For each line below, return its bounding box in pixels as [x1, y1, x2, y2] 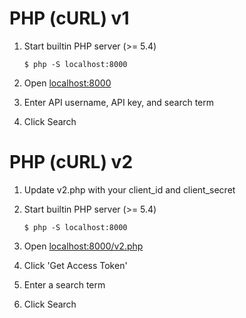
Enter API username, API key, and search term [23, 96, 215, 108]
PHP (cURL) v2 [9, 151, 134, 174]
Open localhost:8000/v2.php [23, 240, 144, 252]
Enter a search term [23, 278, 106, 291]
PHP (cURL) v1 [9, 7, 130, 30]
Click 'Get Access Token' [23, 259, 128, 271]
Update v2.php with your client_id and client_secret [23, 183, 236, 196]
